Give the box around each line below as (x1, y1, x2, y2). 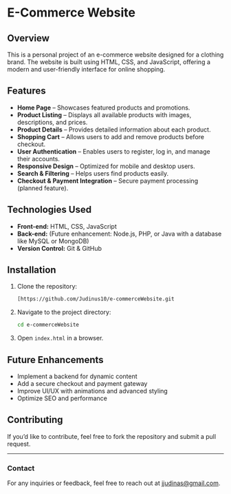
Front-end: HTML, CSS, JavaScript (16, 222, 117, 230)
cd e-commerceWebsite (16, 322, 79, 329)
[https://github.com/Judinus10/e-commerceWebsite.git (16, 296, 175, 302)
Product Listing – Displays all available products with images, (16, 110, 192, 119)
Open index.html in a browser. (16, 334, 104, 342)
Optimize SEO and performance (16, 394, 108, 402)
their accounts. (16, 154, 60, 163)
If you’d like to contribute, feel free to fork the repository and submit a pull (7, 432, 217, 440)
